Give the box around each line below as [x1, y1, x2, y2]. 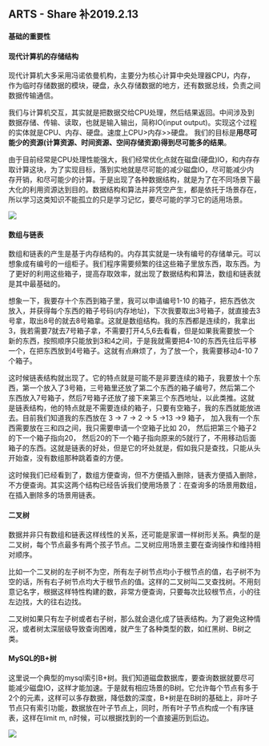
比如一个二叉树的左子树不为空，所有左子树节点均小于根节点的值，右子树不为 [8, 567, 261, 576]
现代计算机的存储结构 [8, 51, 78, 61]
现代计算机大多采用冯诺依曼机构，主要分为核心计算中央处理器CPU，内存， [8, 71, 255, 80]
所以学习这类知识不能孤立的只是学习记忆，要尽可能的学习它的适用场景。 [8, 195, 247, 204]
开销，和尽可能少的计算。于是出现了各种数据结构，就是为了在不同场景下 [14, 175, 254, 184]
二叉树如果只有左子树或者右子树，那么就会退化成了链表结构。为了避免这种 [8, 614, 254, 623]
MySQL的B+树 [8, 654, 58, 663]
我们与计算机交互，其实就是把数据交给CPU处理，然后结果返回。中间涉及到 [8, 107, 255, 118]
